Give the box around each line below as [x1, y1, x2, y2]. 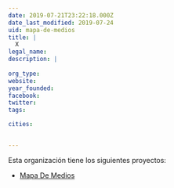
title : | [8, 33, 37, 42]
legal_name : [8, 48, 47, 56]
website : [8, 77, 37, 85]
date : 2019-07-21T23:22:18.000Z [8, 11, 114, 20]
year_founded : [8, 84, 55, 92]
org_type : [8, 70, 41, 78]
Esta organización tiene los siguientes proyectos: [8, 155, 167, 164]
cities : [8, 121, 34, 128]
